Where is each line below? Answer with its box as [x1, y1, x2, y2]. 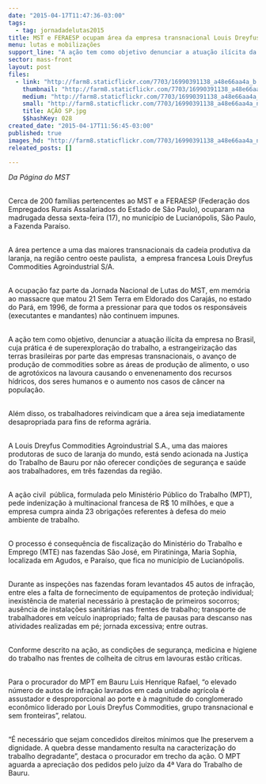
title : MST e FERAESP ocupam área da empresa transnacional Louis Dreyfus [8, 33, 260, 42]
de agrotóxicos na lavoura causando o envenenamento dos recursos [8, 369, 232, 378]
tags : [8, 19, 26, 27]
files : [8, 70, 30, 78]
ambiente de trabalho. [8, 515, 81, 525]
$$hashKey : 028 [22, 115, 73, 123]
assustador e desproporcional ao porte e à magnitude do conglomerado [8, 694, 243, 704]
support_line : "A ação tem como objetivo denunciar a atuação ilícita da [8, 48, 257, 56]
